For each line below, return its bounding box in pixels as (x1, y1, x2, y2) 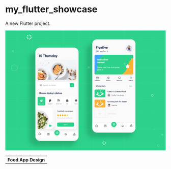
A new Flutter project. (5, 20, 51, 26)
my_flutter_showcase (5, 4, 98, 15)
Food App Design (7, 157, 45, 163)
